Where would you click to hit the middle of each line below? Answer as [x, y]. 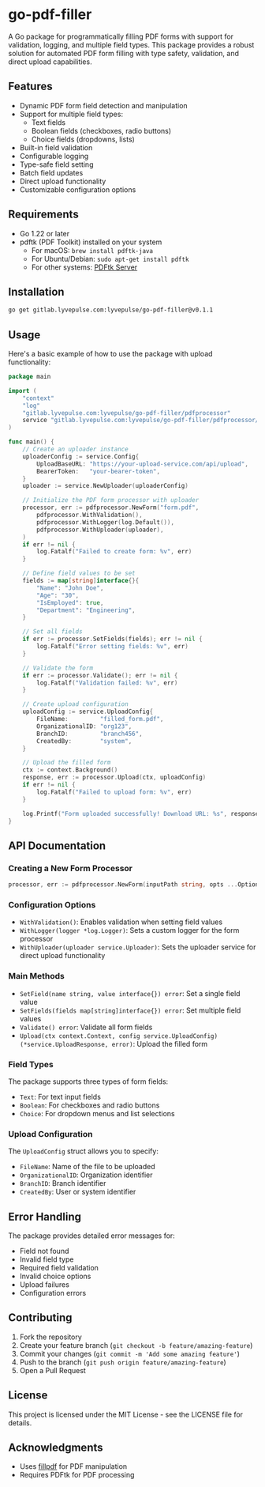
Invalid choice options [55, 1276]
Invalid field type [47, 1259]
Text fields [48, 122]
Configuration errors [53, 1293]
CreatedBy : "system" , [84, 741]
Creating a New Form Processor [70, 868]
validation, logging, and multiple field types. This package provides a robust [131, 44]
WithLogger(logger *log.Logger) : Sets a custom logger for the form [129, 930]
